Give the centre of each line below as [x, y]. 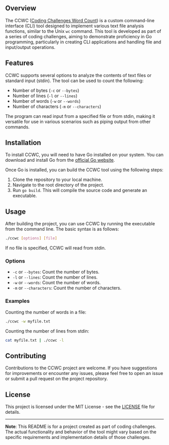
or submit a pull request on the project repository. [57, 379]
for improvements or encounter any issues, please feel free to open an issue [84, 373]
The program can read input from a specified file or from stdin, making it [80, 116]
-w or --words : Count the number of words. [57, 283]
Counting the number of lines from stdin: [47, 331]
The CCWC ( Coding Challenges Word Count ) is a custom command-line [80, 20]
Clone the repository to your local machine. [57, 180]
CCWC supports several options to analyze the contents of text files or [78, 75]
